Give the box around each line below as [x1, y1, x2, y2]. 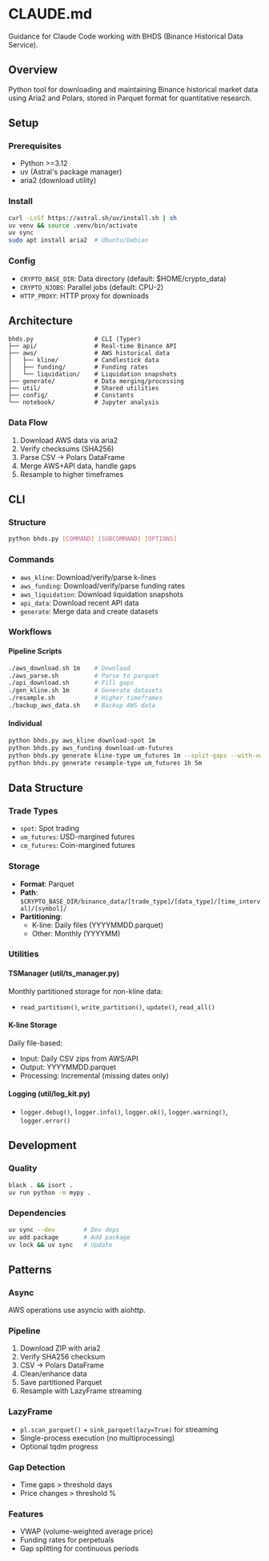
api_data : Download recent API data [19, 597, 139, 607]
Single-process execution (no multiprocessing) [19, 1433, 175, 1442]
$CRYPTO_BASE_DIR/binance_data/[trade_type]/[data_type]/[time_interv [19, 897, 261, 906]
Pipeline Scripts [8, 646, 62, 656]
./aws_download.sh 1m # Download [8, 664, 130, 672]
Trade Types [8, 805, 58, 816]
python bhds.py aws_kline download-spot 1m [8, 736, 156, 745]
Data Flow [8, 417, 48, 428]
